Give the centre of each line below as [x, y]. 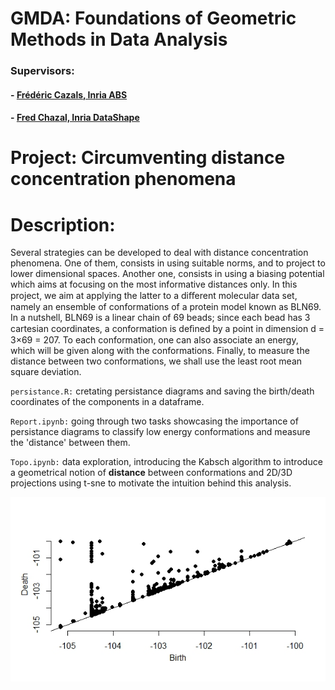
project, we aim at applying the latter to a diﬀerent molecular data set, [154, 296]
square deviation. [46, 372]
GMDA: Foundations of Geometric [153, 18]
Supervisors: [42, 71]
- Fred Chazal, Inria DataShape [75, 118]
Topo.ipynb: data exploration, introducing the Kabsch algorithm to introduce [166, 462]
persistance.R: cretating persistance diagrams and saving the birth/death [162, 391]
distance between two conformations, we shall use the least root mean [156, 361]
